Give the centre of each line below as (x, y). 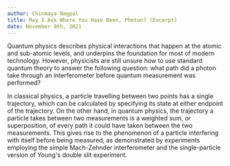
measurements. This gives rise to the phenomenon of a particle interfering (113, 133)
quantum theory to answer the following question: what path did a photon (112, 68)
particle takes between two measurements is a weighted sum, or (99, 118)
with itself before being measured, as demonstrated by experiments (104, 140)
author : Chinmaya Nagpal (43, 13)
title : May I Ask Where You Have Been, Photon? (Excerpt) (92, 20)
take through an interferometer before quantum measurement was (102, 75)
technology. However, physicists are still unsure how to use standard (105, 61)
